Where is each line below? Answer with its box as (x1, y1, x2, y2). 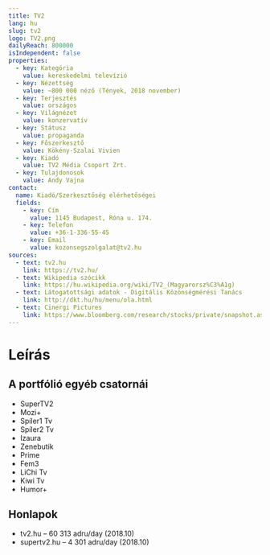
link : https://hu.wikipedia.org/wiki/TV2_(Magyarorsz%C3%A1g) (22, 281, 235, 290)
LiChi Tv (19, 467, 47, 477)
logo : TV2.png (8, 34, 56, 43)
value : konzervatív (22, 117, 88, 125)
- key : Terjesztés (15, 94, 78, 102)
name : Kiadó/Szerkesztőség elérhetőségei (15, 191, 157, 199)
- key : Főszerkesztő (15, 138, 84, 147)
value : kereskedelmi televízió (22, 72, 128, 80)
